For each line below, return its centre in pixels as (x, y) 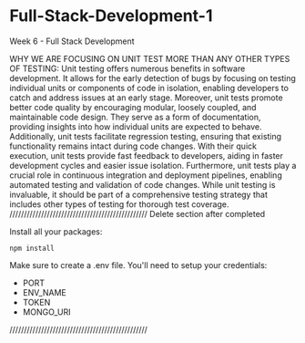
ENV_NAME (44, 292)
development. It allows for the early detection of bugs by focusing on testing (152, 78)
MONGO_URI (46, 312)
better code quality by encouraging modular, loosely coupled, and (133, 107)
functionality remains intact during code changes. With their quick (133, 146)
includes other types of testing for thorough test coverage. (119, 204)
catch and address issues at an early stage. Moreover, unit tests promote (147, 98)
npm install (32, 248)
